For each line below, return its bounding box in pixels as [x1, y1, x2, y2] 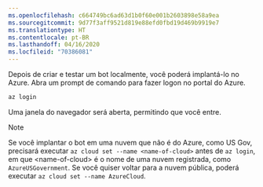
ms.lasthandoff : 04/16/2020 [8, 41, 100, 49]
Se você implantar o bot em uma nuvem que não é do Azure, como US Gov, [8, 137, 253, 147]
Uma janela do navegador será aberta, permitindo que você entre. [8, 107, 222, 116]
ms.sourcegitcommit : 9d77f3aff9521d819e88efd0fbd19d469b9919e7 [8, 19, 220, 27]
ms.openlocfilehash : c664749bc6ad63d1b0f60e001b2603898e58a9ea [8, 11, 220, 20]
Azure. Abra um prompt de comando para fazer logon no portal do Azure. [8, 78, 246, 87]
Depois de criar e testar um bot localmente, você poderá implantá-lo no [8, 70, 239, 79]
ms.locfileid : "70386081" [8, 48, 93, 56]
